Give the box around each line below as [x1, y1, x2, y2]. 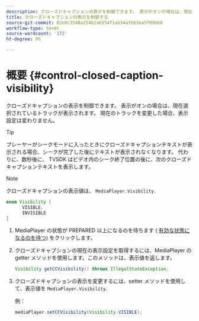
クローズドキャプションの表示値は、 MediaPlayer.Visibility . [6, 187, 156, 194]
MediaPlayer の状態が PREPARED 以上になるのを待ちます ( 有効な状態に [14, 227, 190, 234]
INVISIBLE [21, 210, 46, 216]
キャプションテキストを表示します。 [6, 163, 94, 170]
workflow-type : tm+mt [6, 25, 60, 31]
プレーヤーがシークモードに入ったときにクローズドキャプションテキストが [6, 140, 188, 148]
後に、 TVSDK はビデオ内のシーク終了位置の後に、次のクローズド [31, 155, 192, 163]
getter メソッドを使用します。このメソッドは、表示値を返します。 [14, 254, 176, 261]
